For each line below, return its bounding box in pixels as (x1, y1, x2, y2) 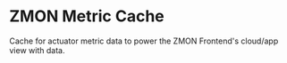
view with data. (9, 44, 65, 55)
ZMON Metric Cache (9, 6, 165, 27)
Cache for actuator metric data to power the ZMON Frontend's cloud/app (9, 35, 279, 46)
